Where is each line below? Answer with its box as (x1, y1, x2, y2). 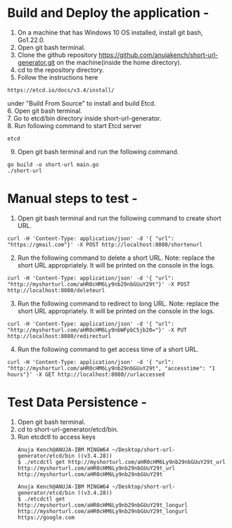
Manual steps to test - (7, 191, 138, 207)
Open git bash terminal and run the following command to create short (17, 213, 221, 222)
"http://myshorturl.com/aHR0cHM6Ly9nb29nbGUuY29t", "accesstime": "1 (7, 365, 216, 372)
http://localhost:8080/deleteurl (7, 287, 105, 294)
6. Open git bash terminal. (7, 106, 82, 115)
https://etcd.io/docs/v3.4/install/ (7, 87, 115, 94)
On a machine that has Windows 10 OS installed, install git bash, (17, 28, 203, 37)
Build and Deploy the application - (7, 5, 210, 21)
